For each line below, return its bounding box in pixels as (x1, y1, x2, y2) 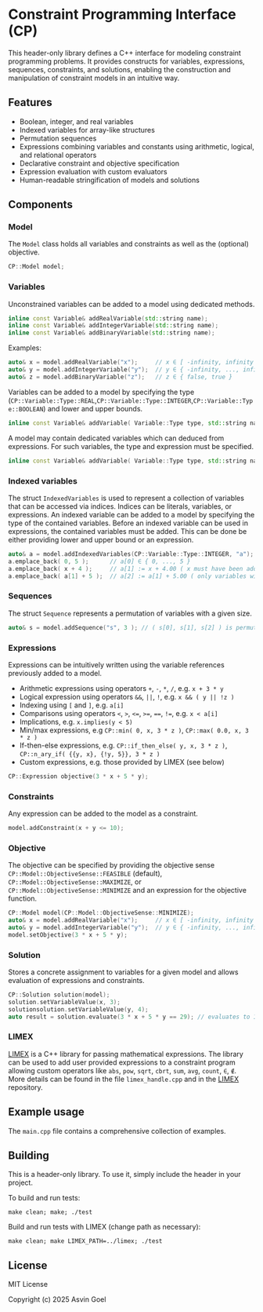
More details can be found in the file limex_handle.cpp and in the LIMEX (8, 1074, 240, 1084)
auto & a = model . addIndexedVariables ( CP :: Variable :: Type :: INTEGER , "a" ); (8, 550, 254, 558)
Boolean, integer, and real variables (19, 116, 134, 126)
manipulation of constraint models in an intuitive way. (8, 73, 180, 82)
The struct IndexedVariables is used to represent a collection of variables (8, 493, 245, 503)
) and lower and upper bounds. (42, 404, 143, 413)
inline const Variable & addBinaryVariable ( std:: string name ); (8, 329, 215, 337)
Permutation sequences (19, 133, 97, 143)
